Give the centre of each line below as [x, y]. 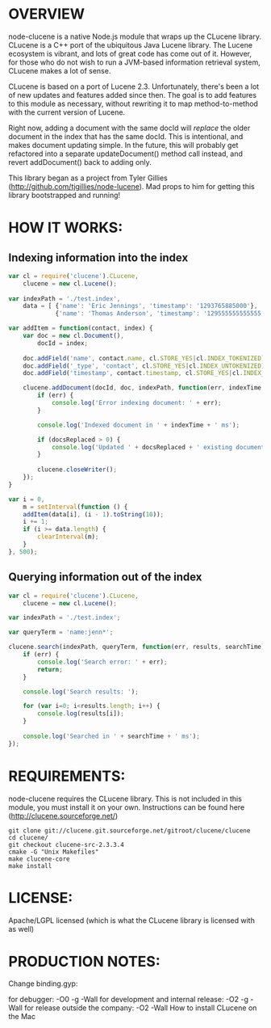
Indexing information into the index [98, 257]
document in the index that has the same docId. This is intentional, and [126, 136]
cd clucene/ [28, 837]
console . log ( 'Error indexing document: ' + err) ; [136, 403]
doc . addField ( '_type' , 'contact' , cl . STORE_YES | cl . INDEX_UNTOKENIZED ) [144, 366]
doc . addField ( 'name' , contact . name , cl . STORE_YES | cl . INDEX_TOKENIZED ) [144, 358]
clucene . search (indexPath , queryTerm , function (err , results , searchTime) [137, 647]
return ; [50, 669]
